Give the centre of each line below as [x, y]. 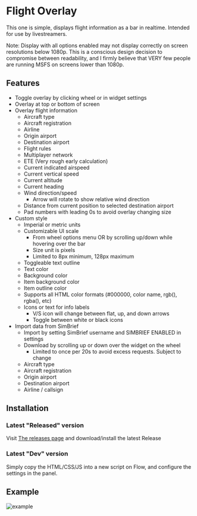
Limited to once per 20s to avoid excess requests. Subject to [107, 351]
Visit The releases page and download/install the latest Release [84, 438]
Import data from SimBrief [47, 326]
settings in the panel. [32, 473]
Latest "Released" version [45, 425]
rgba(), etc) [37, 300]
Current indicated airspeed [57, 167]
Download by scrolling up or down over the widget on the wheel [102, 345]
